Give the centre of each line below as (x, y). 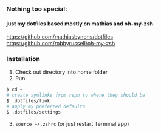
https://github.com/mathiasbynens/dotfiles (60, 37)
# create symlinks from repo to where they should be (76, 96)
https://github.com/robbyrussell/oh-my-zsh (61, 44)
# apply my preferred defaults (46, 107)
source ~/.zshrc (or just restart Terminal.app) (72, 123)
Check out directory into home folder (61, 72)
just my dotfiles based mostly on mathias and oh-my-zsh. (80, 24)
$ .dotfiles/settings (34, 112)
